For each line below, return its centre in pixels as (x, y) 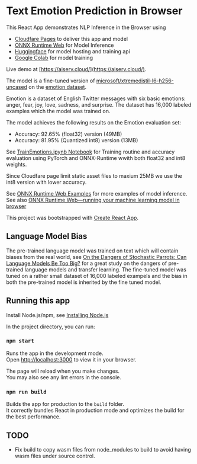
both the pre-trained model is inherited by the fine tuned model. (84, 282)
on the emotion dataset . (58, 87)
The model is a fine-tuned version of (51, 81)
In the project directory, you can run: (51, 327)
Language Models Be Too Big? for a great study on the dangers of (87, 263)
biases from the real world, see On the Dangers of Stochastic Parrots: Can (96, 257)
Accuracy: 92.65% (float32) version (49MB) (68, 134)
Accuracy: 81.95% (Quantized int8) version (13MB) (76, 140)
